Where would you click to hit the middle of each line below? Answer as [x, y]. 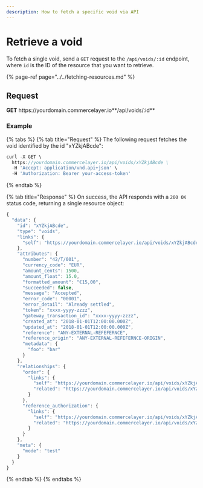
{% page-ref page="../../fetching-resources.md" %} [71, 77]
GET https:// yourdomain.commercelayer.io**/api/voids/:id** [81, 110]
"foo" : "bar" [44, 350]
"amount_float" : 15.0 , [51, 276]
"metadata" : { [40, 344]
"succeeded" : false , [48, 288]
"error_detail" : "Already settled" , [68, 305]
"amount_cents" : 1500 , [51, 271]
